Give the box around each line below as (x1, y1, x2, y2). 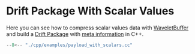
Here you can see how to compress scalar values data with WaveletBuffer (6, 24, 189, 31)
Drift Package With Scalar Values (6, 4, 175, 18)
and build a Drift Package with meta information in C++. (6, 30, 144, 37)
